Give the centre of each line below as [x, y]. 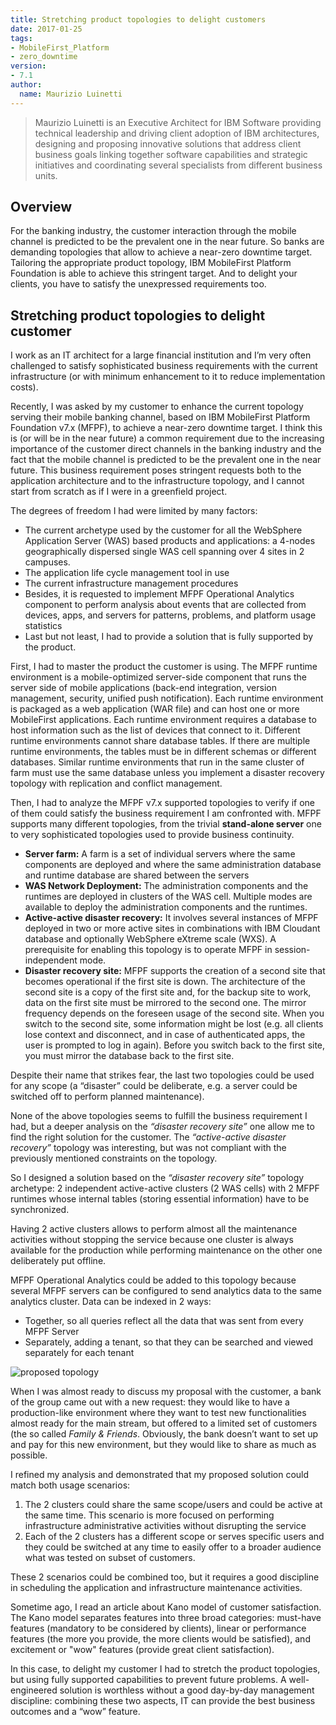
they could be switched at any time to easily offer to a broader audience [173, 1547]
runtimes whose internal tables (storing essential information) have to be [160, 1199]
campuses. [47, 562]
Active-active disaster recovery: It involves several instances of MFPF [171, 918]
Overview [41, 207]
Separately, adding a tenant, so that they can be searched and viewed [169, 1342]
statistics [43, 626]
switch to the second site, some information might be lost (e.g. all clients [174, 1024]
